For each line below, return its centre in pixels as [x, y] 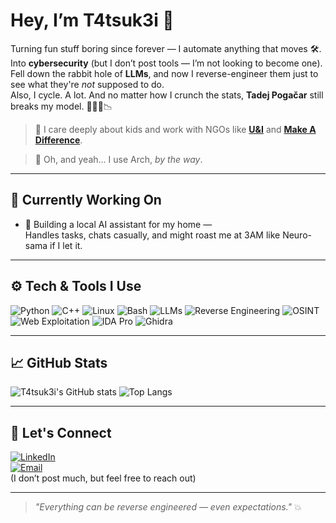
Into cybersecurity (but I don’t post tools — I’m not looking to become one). [166, 63]
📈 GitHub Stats [59, 362]
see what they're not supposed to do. [87, 84]
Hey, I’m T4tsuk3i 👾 [92, 20]
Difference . [58, 140]
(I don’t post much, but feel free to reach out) [103, 478]
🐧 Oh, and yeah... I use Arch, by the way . [118, 159]
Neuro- [297, 235]
